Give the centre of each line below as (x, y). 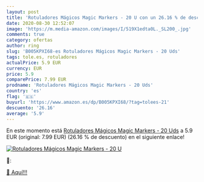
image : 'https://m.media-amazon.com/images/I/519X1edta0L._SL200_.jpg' (99, 29)
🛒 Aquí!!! (17, 172)
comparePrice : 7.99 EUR (36, 79)
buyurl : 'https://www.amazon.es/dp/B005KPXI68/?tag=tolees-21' (88, 102)
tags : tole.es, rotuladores (42, 57)
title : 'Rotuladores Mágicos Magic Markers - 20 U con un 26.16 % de (96, 18)
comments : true (25, 35)
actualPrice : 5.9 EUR (34, 62)
